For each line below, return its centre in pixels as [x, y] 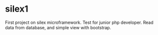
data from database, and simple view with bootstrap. [58, 27]
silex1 [17, 9]
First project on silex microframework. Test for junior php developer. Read [79, 22]
